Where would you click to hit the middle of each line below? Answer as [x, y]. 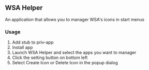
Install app [22, 47]
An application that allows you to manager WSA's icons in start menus [75, 19]
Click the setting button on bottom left [50, 58]
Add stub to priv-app [33, 42]
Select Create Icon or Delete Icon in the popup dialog [65, 63]
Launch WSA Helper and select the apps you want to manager [74, 53]
